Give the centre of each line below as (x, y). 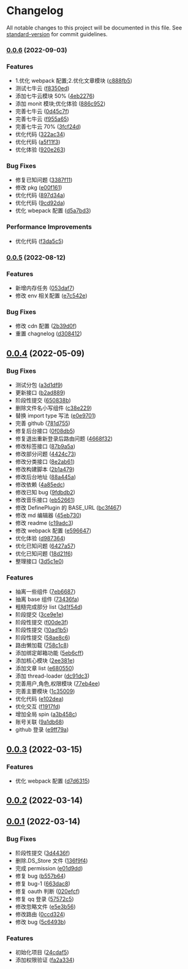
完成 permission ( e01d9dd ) (49, 868)
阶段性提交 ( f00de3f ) (42, 622)
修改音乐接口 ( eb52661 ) (45, 500)
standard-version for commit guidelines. (57, 34)
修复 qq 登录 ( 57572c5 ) (45, 899)
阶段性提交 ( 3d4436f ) (43, 853)
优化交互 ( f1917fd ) (38, 707)
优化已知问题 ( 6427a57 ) (45, 546)
